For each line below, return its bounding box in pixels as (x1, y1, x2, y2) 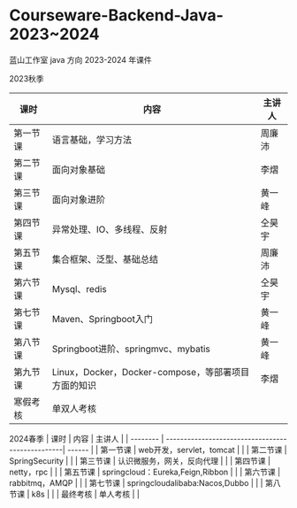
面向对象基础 (51, 163, 106, 175)
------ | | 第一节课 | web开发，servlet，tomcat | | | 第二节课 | (67, 444, 287, 455)
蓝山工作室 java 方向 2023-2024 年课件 (9, 54, 152, 65)
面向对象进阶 (51, 193, 106, 205)
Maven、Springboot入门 (51, 312, 153, 325)
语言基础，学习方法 (51, 134, 133, 146)
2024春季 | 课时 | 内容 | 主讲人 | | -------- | (9, 433, 164, 443)
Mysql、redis (51, 282, 108, 295)
